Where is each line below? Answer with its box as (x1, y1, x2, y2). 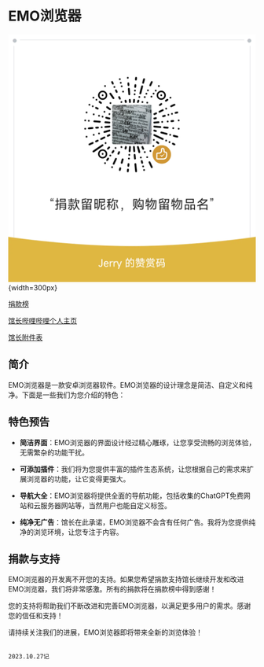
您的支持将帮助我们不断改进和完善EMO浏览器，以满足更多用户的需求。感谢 (8, 601, 251, 610)
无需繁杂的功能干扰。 (19, 448, 89, 457)
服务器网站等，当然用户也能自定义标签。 (40, 500, 171, 510)
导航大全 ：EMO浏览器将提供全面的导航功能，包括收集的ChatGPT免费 (19, 491, 244, 500)
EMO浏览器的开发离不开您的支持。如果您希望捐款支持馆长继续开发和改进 (8, 575, 244, 584)
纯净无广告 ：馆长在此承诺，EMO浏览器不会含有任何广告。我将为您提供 (19, 517, 249, 527)
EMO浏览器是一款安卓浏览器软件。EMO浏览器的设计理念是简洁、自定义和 (8, 380, 246, 389)
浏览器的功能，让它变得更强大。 (26, 474, 130, 484)
